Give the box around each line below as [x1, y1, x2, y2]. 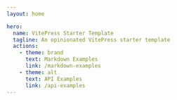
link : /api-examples [25, 82, 86, 89]
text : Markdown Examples [25, 56, 98, 63]
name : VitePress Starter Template [13, 30, 114, 37]
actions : [13, 43, 39, 50]
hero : [6, 23, 22, 30]
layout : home [6, 10, 45, 18]
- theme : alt [19, 68, 58, 76]
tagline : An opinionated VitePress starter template [13, 36, 171, 43]
